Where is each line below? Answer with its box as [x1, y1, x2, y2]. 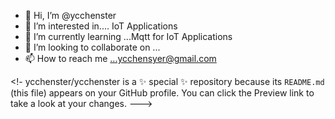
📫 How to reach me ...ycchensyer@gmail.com [24, 53, 217, 64]
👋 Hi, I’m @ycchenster [24, 10, 117, 21]
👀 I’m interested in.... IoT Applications [24, 20, 178, 32]
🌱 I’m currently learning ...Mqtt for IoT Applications [24, 31, 233, 42]
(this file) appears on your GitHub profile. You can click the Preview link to [10, 87, 315, 99]
